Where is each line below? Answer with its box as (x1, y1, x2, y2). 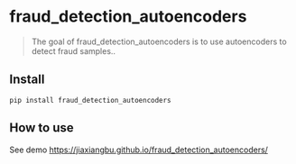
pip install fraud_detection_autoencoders (9, 96, 171, 105)
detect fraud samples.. (31, 45, 116, 56)
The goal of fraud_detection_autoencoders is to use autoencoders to (31, 36, 287, 47)
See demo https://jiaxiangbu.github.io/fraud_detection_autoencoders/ (9, 144, 269, 155)
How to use (9, 120, 74, 136)
